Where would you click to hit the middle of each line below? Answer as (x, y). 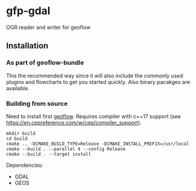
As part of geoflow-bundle (45, 63)
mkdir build (21, 133)
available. (18, 88)
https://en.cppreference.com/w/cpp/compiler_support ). (74, 122)
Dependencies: (25, 165)
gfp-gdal (28, 11)
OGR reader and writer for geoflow (48, 27)
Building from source (37, 103)
